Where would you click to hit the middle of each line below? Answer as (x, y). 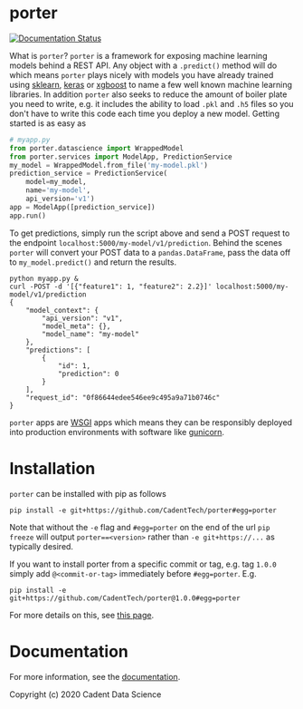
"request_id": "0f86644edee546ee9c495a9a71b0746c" (123, 397)
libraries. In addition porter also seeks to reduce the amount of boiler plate (148, 94)
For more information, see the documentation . (95, 676)
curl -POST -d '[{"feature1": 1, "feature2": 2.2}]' (111, 287)
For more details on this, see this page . (82, 615)
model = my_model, (57, 182)
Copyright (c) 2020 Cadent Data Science (85, 694)
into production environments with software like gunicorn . (117, 432)
